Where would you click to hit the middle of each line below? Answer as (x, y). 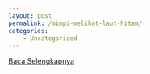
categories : (28, 31)
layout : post (30, 16)
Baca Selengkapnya (42, 61)
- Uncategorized (50, 38)
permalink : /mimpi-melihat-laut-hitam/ (75, 23)
